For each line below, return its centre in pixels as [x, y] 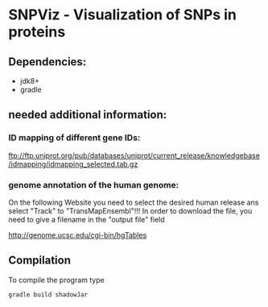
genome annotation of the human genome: [94, 185]
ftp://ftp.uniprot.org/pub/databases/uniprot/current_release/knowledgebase [134, 156]
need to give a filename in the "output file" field [87, 219]
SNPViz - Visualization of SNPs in [123, 15]
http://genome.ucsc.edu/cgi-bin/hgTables [78, 234]
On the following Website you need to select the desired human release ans [134, 202]
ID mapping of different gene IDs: [74, 138]
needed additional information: [88, 115]
